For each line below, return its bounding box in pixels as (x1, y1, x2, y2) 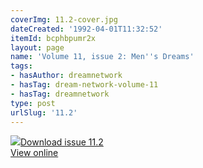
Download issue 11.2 (20, 136, 104, 148)
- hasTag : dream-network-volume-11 (10, 80, 159, 90)
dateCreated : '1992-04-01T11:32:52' (10, 24, 163, 34)
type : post (10, 98, 56, 108)
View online (10, 147, 59, 159)
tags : (10, 61, 33, 71)
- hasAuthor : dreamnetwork (10, 71, 123, 81)
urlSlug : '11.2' (10, 107, 78, 118)
